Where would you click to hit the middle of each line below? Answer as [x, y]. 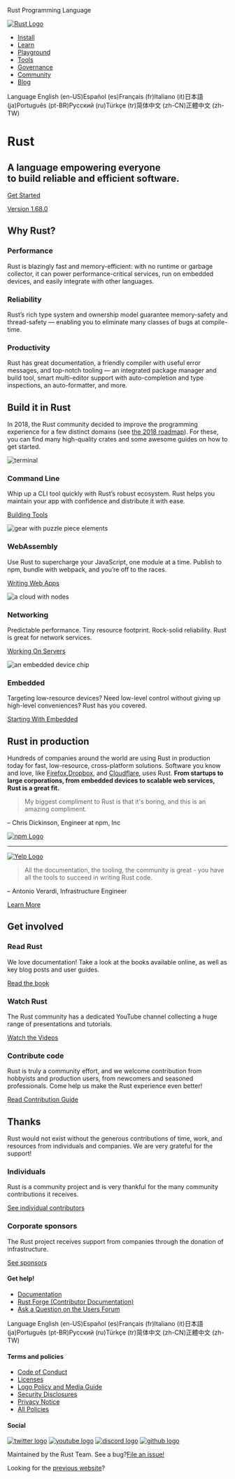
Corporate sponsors [42, 1226]
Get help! [21, 1279]
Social [16, 1425]
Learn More [24, 905]
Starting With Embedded [43, 719]
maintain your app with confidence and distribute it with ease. [96, 501]
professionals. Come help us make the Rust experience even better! [105, 1086]
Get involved [36, 927]
